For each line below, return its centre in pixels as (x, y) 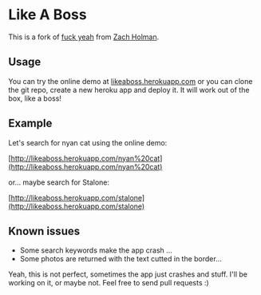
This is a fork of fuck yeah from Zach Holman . (84, 37)
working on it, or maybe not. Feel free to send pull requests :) (109, 283)
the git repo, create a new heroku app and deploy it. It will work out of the (129, 90)
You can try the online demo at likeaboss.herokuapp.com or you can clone (130, 81)
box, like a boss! (35, 98)
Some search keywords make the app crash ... (96, 250)
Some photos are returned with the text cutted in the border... (121, 259)
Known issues (44, 231)
